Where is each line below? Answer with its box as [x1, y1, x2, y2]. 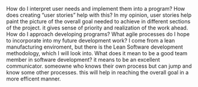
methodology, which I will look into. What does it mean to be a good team [6, 50, 188, 56]
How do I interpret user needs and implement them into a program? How [6, 5, 185, 12]
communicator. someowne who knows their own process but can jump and [6, 62, 192, 70]
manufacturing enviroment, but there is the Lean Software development [6, 43, 183, 50]
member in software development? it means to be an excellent [6, 56, 160, 63]
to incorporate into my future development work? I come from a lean [6, 37, 175, 44]
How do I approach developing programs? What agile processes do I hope [6, 31, 190, 38]
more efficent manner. [6, 75, 61, 82]
